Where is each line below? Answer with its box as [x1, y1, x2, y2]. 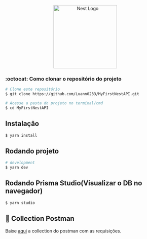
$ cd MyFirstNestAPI [5, 105, 49, 110]
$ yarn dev [5, 165, 28, 170]
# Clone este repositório [5, 87, 60, 92]
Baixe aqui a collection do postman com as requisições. [5, 228, 122, 234]
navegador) [5, 187, 43, 195]
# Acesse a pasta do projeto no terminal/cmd [5, 101, 103, 106]
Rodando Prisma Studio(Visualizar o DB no [5, 179, 142, 187]
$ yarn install [5, 133, 38, 138]
